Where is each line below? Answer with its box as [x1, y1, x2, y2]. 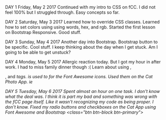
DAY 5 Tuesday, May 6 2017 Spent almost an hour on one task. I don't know [5, 89, 160, 94]
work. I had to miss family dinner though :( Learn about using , [5, 64, 132, 70]
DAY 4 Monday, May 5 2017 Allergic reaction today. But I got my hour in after [5, 59, 161, 64]
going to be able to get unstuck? [5, 49, 71, 55]
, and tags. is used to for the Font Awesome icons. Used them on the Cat [5, 74, 153, 79]
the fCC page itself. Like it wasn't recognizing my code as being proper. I [5, 99, 154, 105]
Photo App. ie [5, 79, 33, 85]
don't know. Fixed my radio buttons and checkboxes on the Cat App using [5, 104, 157, 110]
